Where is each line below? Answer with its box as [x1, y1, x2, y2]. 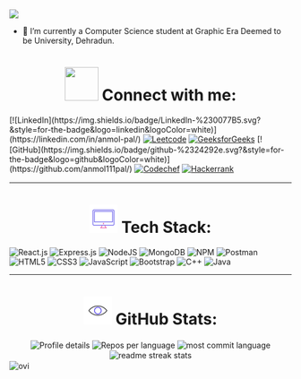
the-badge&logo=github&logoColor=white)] [9, 154, 170, 165]
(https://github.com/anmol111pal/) [9, 164, 133, 175]
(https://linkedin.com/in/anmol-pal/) [9, 134, 142, 145]
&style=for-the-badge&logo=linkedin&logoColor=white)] [9, 125, 218, 135]
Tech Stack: [120, 218, 212, 237]
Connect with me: [101, 85, 237, 106]
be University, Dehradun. [21, 35, 115, 47]
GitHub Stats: [115, 309, 218, 330]
